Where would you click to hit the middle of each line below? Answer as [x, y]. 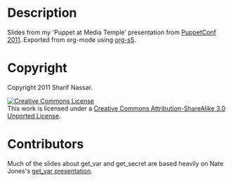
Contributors [46, 144]
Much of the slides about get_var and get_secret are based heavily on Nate [115, 163]
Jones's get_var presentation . [50, 171]
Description [42, 13]
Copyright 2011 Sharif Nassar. [50, 87]
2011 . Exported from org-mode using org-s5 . [72, 39]
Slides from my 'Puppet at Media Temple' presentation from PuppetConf [112, 32]
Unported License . [34, 115]
